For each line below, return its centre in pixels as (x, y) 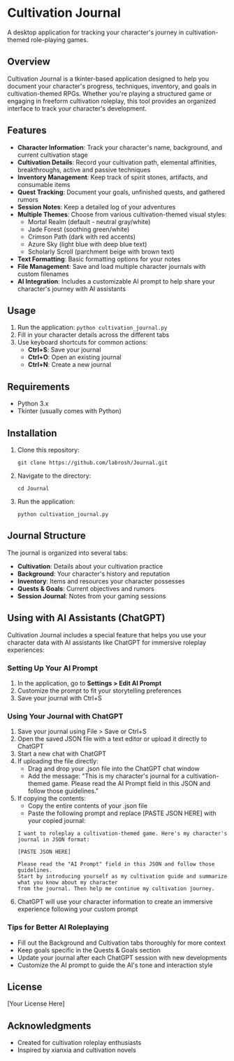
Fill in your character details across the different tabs (93, 335)
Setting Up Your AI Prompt (52, 668)
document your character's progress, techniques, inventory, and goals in (112, 86)
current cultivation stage (53, 155)
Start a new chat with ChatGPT (62, 754)
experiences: (26, 650)
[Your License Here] (36, 1004)
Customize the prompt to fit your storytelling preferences (99, 691)
